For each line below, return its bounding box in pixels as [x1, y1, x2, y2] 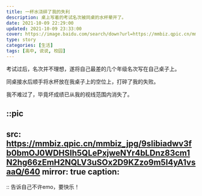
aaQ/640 [6, 167, 41, 177]
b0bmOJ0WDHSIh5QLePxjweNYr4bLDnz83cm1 [6, 148, 191, 158]
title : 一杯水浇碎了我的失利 [6, 8, 70, 15]
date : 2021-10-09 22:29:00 [6, 20, 74, 26]
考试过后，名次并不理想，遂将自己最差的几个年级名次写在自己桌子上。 [6, 65, 180, 72]
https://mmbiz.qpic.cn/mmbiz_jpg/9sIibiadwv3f [6, 138, 192, 149]
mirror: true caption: [41, 167, 120, 177]
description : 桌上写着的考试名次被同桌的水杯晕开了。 [6, 14, 127, 20]
